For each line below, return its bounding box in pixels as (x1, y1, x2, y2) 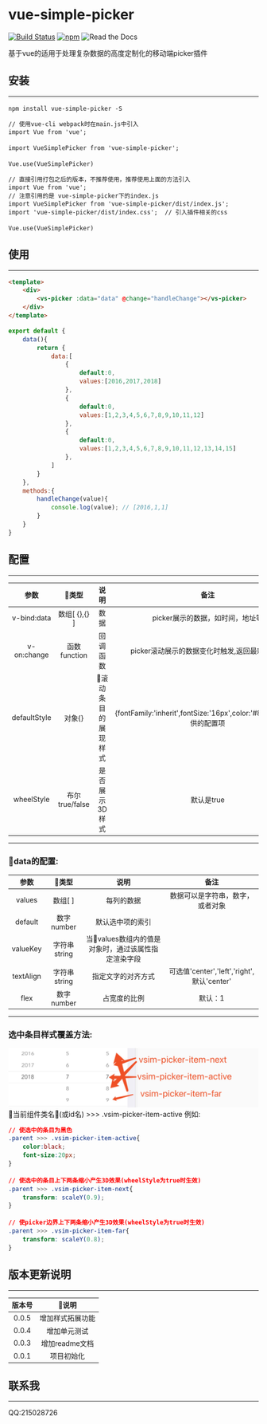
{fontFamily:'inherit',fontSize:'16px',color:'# (114, 708, 257, 718)
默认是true (190, 795, 225, 804)
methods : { (22, 486, 56, 495)
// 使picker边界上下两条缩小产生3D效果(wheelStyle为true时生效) (8, 1218, 205, 1227)
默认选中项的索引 (95, 917, 152, 926)
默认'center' (192, 977, 232, 986)
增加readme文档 (41, 1338, 95, 1348)
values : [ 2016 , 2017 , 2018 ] (79, 377, 161, 386)
